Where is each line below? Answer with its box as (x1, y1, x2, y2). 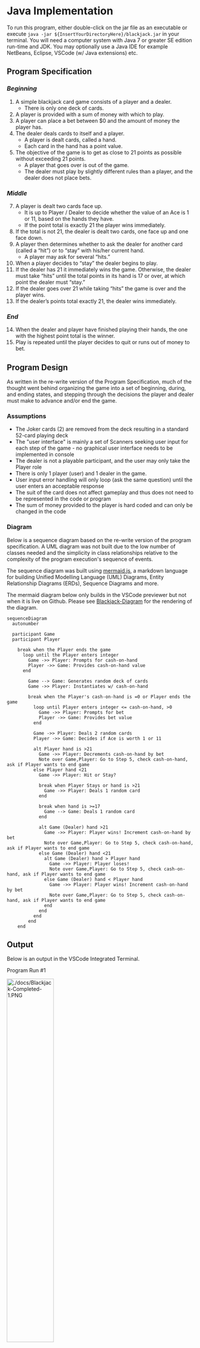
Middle (7, 189, 27, 197)
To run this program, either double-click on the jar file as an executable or (7, 24, 187, 31)
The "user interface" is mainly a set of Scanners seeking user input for (15, 438, 189, 446)
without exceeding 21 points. (15, 155, 86, 162)
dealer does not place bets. (24, 174, 92, 181)
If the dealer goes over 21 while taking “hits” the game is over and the (15, 285, 186, 292)
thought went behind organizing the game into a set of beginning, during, (7, 385, 186, 392)
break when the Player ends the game (17, 647, 111, 653)
